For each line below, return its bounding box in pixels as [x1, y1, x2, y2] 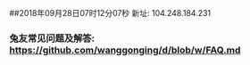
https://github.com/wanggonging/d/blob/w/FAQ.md [9, 44, 241, 56]
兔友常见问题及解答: [9, 32, 96, 45]
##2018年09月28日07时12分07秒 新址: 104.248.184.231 [9, 8, 212, 18]
